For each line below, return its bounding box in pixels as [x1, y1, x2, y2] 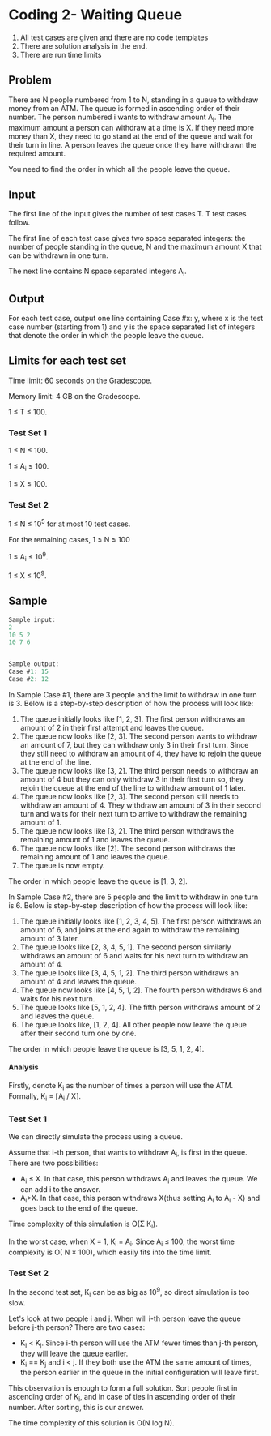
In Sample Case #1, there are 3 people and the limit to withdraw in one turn [8, 689, 257, 699]
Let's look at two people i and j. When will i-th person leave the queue [8, 1314, 241, 1323]
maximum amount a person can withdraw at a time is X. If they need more [8, 122, 255, 132]
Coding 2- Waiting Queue [8, 6, 183, 24]
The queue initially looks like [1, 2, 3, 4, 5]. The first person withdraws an [19, 916, 262, 926]
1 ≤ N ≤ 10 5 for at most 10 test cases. [8, 517, 131, 529]
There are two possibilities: [8, 1158, 99, 1168]
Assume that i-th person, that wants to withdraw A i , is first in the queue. [8, 1147, 248, 1159]
